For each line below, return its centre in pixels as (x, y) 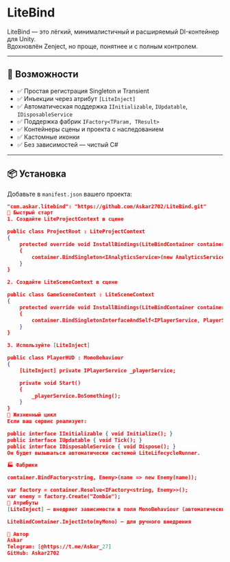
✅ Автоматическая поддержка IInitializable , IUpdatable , (102, 106)
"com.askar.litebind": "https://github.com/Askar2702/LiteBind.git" (107, 206)
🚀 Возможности (43, 75)
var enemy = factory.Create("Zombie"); (64, 497)
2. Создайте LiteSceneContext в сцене (62, 282)
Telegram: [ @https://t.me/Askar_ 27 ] (59, 547)
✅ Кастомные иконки (48, 137)
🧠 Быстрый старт (30, 213)
